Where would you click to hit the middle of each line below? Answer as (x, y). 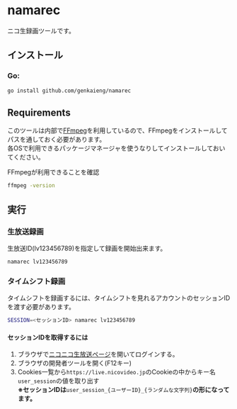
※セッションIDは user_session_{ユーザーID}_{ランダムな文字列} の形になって (123, 390)
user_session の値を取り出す (58, 381)
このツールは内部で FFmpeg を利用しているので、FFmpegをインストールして (117, 130)
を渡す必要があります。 (41, 307)
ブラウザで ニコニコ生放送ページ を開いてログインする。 (98, 354)
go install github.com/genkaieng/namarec (69, 91)
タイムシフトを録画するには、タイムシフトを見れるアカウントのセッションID (119, 298)
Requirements (39, 112)
